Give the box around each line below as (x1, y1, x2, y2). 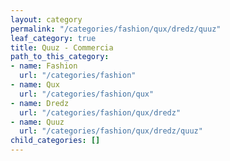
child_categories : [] (10, 136, 101, 146)
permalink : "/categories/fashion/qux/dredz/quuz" (10, 24, 222, 34)
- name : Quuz (10, 117, 65, 127)
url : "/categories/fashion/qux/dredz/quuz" (19, 126, 203, 136)
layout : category (10, 14, 83, 25)
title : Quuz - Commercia (10, 42, 114, 53)
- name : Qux (10, 80, 60, 90)
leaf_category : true (10, 33, 97, 43)
